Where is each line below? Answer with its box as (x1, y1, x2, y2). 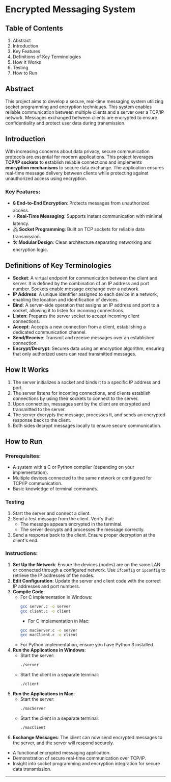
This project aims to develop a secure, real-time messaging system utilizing (5, 98, 164, 104)
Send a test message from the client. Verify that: (12, 515, 115, 521)
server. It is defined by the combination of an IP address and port (12, 280, 149, 286)
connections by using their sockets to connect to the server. (12, 395, 139, 401)
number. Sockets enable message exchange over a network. (12, 286, 140, 292)
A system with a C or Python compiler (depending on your (12, 464, 135, 470)
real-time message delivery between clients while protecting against (5, 170, 149, 176)
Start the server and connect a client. (12, 510, 91, 516)
